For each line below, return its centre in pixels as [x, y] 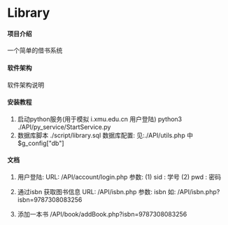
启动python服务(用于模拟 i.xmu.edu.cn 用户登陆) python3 [100, 119]
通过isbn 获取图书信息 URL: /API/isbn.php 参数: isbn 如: [97, 192]
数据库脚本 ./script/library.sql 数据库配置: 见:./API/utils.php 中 [105, 135]
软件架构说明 [26, 85]
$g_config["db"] [41, 143]
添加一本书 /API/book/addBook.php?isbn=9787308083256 [102, 214]
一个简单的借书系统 [35, 50]
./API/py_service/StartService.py [64, 127]
